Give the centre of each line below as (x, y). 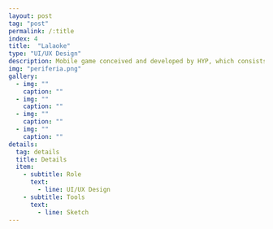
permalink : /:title (41, 31)
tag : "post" (28, 24)
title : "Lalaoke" (39, 46)
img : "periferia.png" (45, 69)
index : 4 (23, 39)
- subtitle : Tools (54, 197)
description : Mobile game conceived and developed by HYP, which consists (138, 62)
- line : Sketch (63, 212)
